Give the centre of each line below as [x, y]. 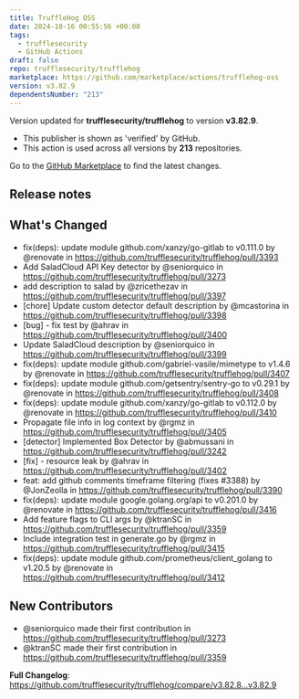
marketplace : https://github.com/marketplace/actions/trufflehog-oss [144, 78]
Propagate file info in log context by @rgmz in [108, 422]
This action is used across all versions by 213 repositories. [132, 148]
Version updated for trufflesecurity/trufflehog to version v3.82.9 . [134, 121]
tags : [20, 35]
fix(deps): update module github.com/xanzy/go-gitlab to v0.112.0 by [149, 402]
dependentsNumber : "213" [57, 94]
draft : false [34, 60]
